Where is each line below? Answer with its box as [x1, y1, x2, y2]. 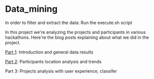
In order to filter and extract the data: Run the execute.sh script [5, 20, 132, 26]
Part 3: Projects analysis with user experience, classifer [5, 68, 117, 74]
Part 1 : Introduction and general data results [5, 49, 94, 55]
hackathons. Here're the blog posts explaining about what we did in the [5, 34, 149, 40]
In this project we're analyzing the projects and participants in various [5, 29, 146, 35]
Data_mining [5, 3, 58, 15]
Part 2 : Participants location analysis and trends [5, 58, 102, 64]
